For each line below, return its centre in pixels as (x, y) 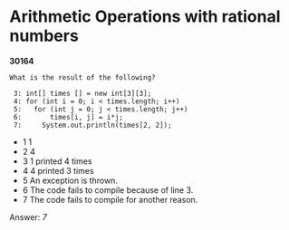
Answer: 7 (28, 217)
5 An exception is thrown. (70, 180)
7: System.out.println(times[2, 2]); (92, 125)
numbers (44, 36)
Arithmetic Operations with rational (145, 17)
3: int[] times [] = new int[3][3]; (82, 93)
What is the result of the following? (82, 77)
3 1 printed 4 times (57, 161)
